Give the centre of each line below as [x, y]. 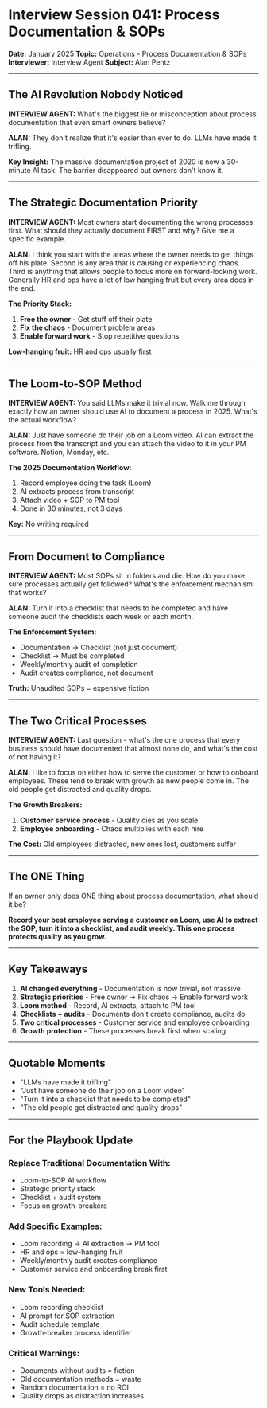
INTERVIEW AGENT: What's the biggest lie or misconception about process [132, 114]
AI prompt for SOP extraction [67, 1316]
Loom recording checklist [61, 1307]
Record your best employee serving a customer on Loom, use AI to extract [133, 920]
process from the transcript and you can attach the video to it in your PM [127, 444]
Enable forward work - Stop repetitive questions [99, 335]
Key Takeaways [48, 969]
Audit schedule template [60, 1324]
